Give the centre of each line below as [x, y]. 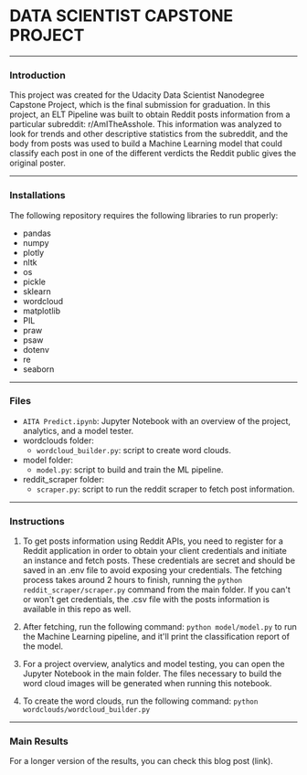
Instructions [37, 521]
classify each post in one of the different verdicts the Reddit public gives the [153, 154]
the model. [43, 646]
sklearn [37, 291]
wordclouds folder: [58, 441]
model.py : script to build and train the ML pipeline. [130, 469]
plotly [33, 252]
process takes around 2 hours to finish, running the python [132, 580]
